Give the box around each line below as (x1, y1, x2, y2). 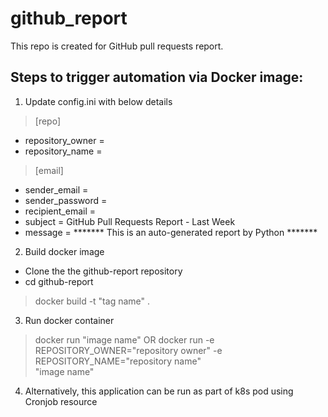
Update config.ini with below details (24, 95, 173, 107)
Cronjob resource (24, 395, 98, 407)
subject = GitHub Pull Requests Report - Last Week (24, 215, 236, 227)
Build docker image (24, 245, 105, 257)
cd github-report (24, 275, 94, 287)
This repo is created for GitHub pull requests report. (10, 40, 224, 52)
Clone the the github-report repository (24, 265, 183, 277)
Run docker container (24, 314, 115, 326)
